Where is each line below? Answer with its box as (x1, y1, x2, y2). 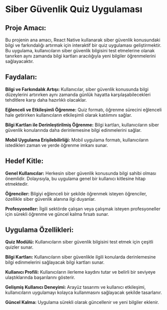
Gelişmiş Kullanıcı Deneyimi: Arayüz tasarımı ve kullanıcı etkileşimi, (5, 284, 146, 290)
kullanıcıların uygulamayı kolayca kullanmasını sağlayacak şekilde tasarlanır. (5, 289, 162, 295)
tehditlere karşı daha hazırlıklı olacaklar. (5, 97, 87, 103)
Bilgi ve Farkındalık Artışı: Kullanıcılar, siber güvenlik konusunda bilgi (5, 86, 149, 92)
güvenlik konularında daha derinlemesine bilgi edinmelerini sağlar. (5, 127, 142, 133)
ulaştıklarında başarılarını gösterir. (5, 274, 75, 280)
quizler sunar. (5, 244, 34, 250)
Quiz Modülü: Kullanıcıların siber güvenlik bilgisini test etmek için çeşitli (5, 239, 153, 245)
